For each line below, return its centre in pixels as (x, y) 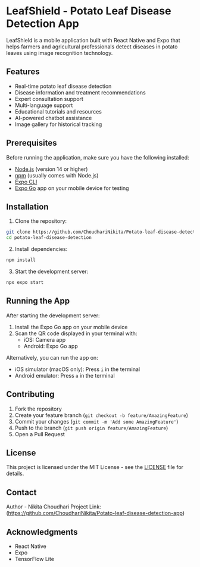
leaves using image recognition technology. (60, 53)
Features (23, 72)
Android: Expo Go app (51, 346)
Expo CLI (26, 182)
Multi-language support (44, 105)
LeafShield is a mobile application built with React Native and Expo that (93, 40)
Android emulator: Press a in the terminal (65, 375)
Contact (21, 492)
